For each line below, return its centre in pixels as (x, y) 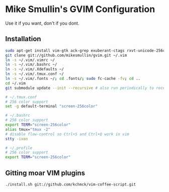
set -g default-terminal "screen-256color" (52, 107)
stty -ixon (17, 139)
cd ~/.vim (16, 83)
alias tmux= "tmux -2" (28, 129)
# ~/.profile (19, 148)
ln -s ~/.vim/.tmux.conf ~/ (35, 74)
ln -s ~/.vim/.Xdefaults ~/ (35, 69)
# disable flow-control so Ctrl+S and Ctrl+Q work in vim (67, 134)
